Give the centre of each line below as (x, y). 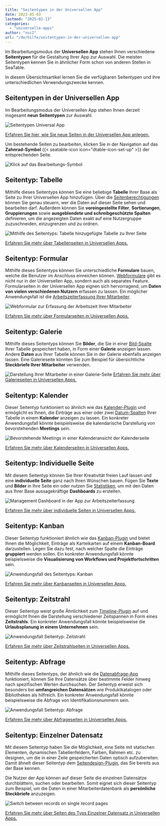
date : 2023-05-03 (23, 14)
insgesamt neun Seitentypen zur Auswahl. (49, 115)
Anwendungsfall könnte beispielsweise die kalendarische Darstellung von (80, 423)
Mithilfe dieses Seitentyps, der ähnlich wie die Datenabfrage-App (72, 674)
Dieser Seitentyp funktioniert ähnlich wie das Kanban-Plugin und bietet (78, 538)
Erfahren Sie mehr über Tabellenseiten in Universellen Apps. (67, 243)
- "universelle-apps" (32, 28)
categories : (17, 24)
